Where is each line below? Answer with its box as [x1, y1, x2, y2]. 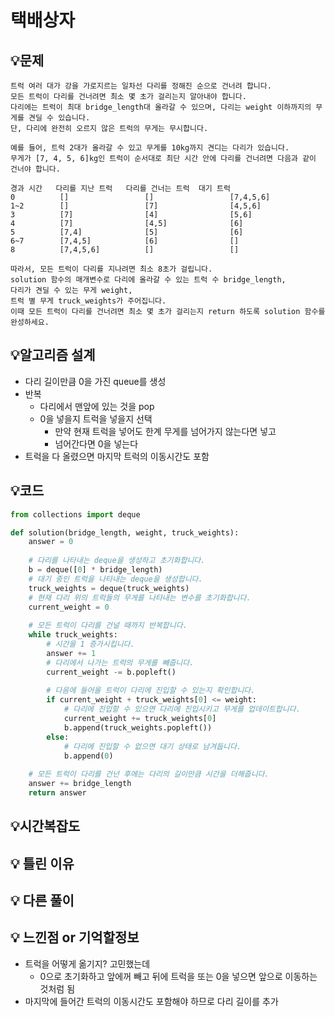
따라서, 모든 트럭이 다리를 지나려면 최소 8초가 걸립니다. [10, 264, 213, 274]
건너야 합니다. [10, 164, 61, 174]
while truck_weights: [28, 630, 118, 640]
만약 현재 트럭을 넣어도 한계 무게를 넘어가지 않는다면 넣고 [54, 425, 277, 437]
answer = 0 [28, 537, 74, 547]
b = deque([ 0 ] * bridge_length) [28, 565, 163, 575]
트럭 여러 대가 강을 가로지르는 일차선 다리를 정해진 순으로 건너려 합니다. [10, 81, 272, 91]
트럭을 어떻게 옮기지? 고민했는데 [24, 957, 151, 970]
